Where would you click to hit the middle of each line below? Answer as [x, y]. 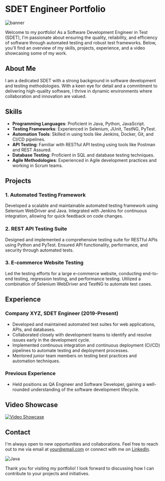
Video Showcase [32, 405]
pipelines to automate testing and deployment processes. [70, 350]
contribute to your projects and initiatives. [47, 474]
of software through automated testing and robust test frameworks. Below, [81, 42]
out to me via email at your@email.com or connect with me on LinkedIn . [78, 449]
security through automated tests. [39, 250]
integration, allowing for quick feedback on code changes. [64, 216]
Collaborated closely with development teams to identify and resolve [82, 335]
